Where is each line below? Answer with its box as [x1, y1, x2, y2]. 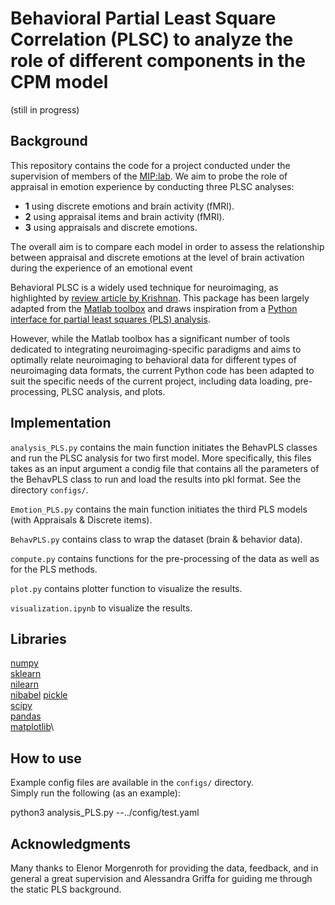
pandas [10, 710, 42, 722]
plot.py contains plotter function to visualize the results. [10, 582, 243, 594]
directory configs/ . [10, 483, 89, 496]
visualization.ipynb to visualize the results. [10, 602, 193, 614]
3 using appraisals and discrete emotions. [24, 221, 198, 233]
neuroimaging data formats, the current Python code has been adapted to [10, 364, 315, 376]
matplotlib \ [10, 721, 55, 733]
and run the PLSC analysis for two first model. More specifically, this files [10, 452, 312, 464]
